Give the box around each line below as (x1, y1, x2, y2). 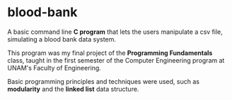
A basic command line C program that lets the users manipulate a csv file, (7, 27, 223, 36)
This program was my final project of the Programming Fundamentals (7, 49, 213, 57)
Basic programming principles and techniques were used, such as (7, 77, 200, 85)
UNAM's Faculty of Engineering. (7, 63, 101, 72)
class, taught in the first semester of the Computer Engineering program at (7, 56, 225, 64)
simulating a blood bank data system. (7, 35, 117, 43)
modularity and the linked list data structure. (7, 85, 139, 93)
